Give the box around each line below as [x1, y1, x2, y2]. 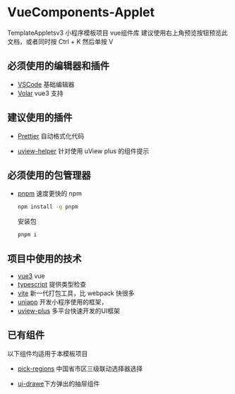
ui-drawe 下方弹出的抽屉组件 [17, 379, 100, 388]
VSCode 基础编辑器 [17, 80, 75, 88]
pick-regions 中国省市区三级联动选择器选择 [17, 364, 143, 373]
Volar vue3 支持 [17, 89, 64, 97]
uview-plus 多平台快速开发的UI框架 [17, 306, 120, 315]
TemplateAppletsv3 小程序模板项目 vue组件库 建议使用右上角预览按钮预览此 [7, 28, 228, 37]
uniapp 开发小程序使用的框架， [17, 297, 108, 306]
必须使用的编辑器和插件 [7, 60, 109, 72]
